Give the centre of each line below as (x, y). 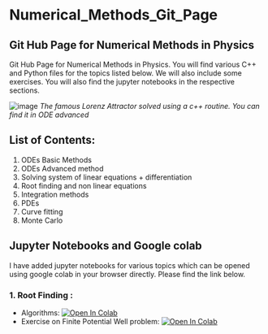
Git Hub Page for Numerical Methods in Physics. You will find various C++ (133, 64)
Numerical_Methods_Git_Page (114, 15)
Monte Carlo (42, 220)
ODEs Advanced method (62, 168)
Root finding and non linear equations (84, 185)
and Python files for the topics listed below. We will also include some (125, 73)
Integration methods (55, 194)
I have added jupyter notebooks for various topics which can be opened (130, 265)
